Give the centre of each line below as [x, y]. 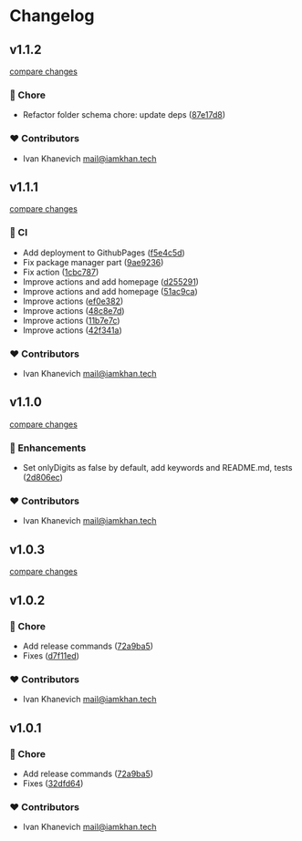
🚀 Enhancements [48, 448]
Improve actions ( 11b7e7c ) [71, 320]
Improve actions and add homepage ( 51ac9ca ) [110, 291]
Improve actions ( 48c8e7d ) [73, 310]
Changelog [52, 16]
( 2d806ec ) [43, 478]
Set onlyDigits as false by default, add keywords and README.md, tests [157, 468]
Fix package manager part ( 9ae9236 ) [93, 262]
